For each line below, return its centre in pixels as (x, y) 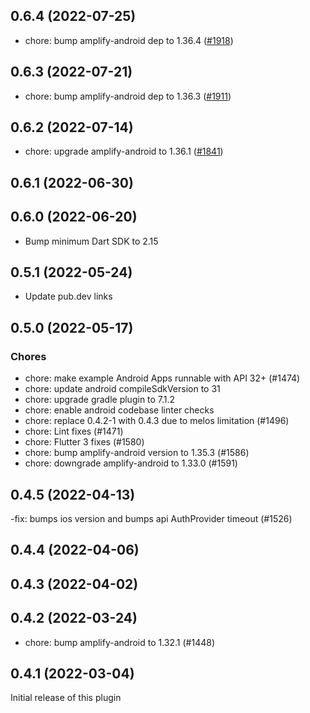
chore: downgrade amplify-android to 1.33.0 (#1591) (131, 463)
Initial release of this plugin (66, 698)
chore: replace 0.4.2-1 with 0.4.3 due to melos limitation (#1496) (157, 421)
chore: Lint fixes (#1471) (74, 431)
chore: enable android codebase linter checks (119, 410)
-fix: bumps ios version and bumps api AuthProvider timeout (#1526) (151, 518)
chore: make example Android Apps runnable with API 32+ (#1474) (162, 378)
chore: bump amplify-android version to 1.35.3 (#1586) (137, 453)
